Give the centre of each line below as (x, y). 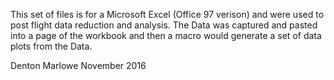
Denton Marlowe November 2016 (78, 65)
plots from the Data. (51, 46)
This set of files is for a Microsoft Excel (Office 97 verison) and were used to (167, 14)
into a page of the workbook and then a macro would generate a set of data (166, 35)
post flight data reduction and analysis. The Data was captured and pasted (164, 25)
